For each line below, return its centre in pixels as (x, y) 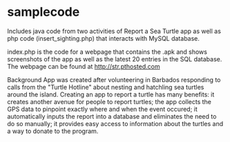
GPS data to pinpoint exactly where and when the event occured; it (103, 109)
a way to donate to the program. (53, 131)
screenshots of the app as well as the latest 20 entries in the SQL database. (115, 59)
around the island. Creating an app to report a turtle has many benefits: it (111, 94)
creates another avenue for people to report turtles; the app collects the (109, 101)
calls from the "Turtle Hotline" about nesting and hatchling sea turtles (106, 87)
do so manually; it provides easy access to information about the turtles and (115, 123)
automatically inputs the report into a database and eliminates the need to (112, 116)
